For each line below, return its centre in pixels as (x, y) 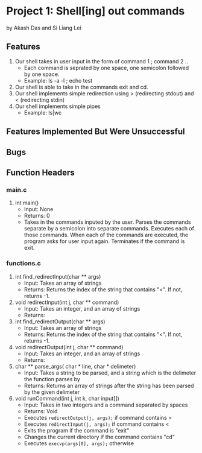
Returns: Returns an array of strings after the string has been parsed (109, 385)
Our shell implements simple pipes (58, 106)
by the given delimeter (52, 392)
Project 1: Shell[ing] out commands (96, 11)
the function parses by (52, 379)
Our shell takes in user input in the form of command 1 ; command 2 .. (101, 61)
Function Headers (41, 172)
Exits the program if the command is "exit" (77, 430)
